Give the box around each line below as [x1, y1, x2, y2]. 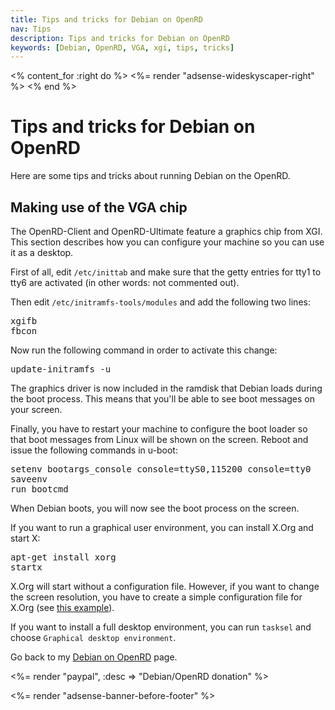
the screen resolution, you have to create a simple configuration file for [10, 591, 303, 603]
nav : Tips [10, 24, 52, 34]
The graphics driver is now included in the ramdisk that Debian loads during [10, 382, 323, 394]
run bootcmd [10, 484, 69, 495]
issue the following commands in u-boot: [10, 444, 178, 456]
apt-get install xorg [10, 552, 117, 563]
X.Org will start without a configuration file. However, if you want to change [10, 581, 320, 592]
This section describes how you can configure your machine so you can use [10, 236, 325, 248]
